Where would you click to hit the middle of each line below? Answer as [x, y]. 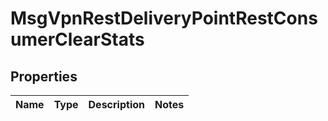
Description [116, 104]
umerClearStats [77, 39]
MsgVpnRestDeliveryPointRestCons [164, 18]
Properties [44, 76]
